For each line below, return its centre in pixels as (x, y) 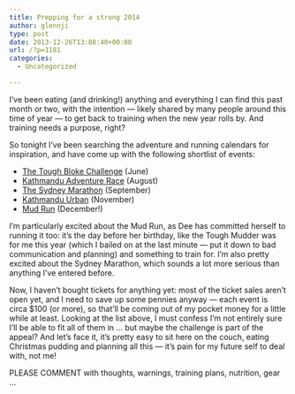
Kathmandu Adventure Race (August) (90, 180)
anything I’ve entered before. (62, 273)
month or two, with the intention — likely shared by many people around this (148, 109)
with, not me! (33, 355)
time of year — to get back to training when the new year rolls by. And (136, 118)
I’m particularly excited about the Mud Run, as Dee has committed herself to (147, 225)
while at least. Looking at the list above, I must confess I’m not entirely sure (146, 318)
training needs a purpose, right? (68, 127)
